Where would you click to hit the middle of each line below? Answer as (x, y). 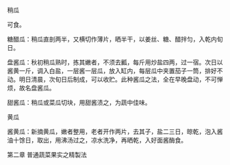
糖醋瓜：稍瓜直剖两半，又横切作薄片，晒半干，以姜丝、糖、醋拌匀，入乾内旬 (115, 39)
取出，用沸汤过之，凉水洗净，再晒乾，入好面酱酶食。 (112, 140)
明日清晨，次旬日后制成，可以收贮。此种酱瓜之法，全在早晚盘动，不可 (118, 79)
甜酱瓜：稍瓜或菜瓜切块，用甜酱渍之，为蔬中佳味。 (79, 102)
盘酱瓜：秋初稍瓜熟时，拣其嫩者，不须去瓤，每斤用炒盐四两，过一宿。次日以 (115, 62)
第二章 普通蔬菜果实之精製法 (47, 155)
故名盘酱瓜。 (37, 88)
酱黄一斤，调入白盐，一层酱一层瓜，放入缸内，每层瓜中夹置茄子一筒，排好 (112, 71)
